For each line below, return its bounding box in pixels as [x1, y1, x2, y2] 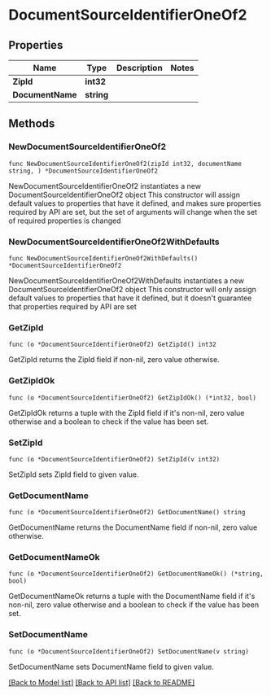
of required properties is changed [8, 216, 121, 225]
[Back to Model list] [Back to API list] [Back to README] [8, 677, 195, 687]
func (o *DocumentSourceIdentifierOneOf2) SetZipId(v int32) [8, 455, 221, 463]
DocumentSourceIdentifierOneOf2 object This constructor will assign [8, 190, 240, 199]
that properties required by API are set [8, 301, 137, 311]
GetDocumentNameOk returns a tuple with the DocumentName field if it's [8, 592, 256, 601]
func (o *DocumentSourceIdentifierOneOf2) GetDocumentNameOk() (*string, [8, 570, 264, 579]
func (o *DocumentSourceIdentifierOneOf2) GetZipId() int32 [8, 340, 217, 349]
